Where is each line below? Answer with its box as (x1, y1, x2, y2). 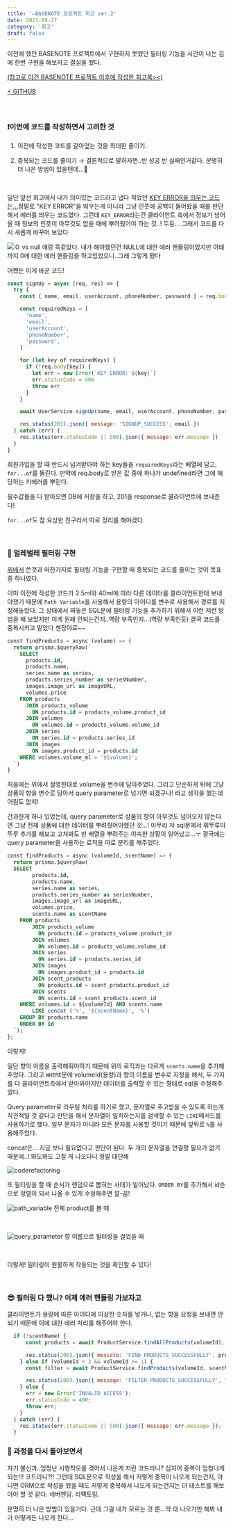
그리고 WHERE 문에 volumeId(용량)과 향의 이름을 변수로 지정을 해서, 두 (27, 1070, 212, 1079)
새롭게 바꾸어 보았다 (14, 227, 69, 236)
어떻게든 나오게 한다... (14, 1513, 74, 1522)
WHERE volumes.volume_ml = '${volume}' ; (19, 754, 138, 761)
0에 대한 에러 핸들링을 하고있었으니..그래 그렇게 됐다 (19, 251, 161, 259)
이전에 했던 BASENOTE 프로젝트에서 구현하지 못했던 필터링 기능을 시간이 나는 (7, 49, 217, 58)
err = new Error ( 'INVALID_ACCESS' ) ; (25, 1390, 132, 1397)
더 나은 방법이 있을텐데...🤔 (17, 165, 88, 173)
